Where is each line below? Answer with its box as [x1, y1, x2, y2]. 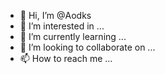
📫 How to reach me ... [19, 53, 113, 64]
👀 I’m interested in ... [19, 20, 105, 32]
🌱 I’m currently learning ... [19, 31, 127, 42]
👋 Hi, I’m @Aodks [19, 10, 92, 21]
